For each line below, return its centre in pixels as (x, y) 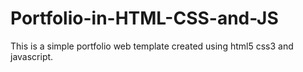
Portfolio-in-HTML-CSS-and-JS (144, 18)
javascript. (32, 56)
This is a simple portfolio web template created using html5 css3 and (152, 46)
